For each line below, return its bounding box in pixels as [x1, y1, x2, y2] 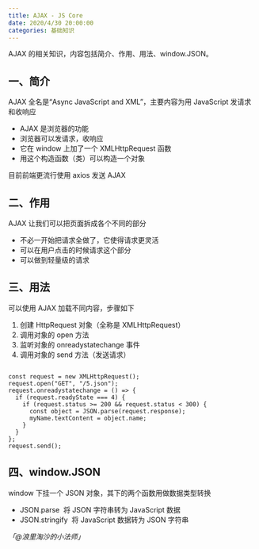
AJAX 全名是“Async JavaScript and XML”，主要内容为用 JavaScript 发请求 [8, 97, 252, 107]
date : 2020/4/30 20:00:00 [8, 19, 93, 27]
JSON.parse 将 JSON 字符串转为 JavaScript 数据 [19, 505, 181, 514]
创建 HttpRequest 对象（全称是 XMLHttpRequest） [19, 320, 185, 329]
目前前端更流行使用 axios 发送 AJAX [8, 171, 127, 180]
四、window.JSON [8, 466, 101, 479]
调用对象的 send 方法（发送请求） [19, 350, 131, 359]
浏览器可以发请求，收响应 [19, 134, 104, 144]
